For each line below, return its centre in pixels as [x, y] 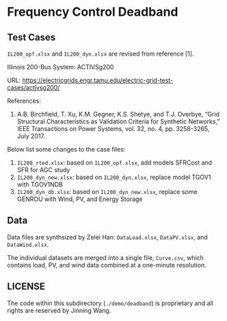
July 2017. [31, 136]
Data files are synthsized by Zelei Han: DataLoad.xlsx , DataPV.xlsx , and [108, 237]
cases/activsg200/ [34, 87]
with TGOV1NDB [40, 185]
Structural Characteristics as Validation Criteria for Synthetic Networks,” [118, 121]
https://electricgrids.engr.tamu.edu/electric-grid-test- [98, 80]
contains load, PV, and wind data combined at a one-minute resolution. [107, 265]
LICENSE [26, 286]
